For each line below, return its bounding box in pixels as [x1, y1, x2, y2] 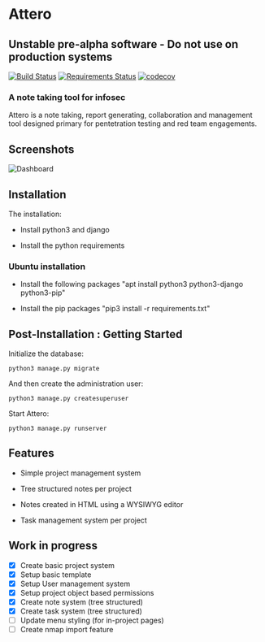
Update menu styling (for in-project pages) [20, 615, 164, 626]
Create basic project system [20, 560, 115, 570]
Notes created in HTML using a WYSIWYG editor [20, 499, 184, 509]
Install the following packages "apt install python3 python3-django [20, 280, 244, 289]
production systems [8, 50, 113, 63]
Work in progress [8, 539, 98, 553]
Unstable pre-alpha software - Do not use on [8, 37, 239, 51]
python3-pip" [20, 288, 66, 297]
